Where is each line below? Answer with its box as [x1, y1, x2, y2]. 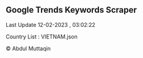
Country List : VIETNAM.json [5, 33, 78, 40]
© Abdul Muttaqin [5, 45, 51, 52]
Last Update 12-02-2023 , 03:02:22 [5, 21, 96, 28]
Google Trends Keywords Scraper [5, 5, 137, 15]
